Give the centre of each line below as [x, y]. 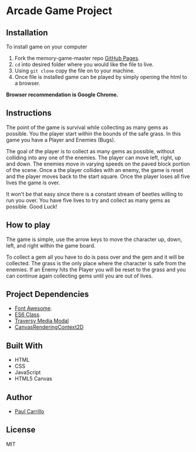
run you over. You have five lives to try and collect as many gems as [88, 200]
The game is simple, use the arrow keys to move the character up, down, [94, 239]
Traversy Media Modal [42, 321]
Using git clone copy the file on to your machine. [75, 71]
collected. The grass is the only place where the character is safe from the [96, 263]
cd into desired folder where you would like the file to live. [84, 64]
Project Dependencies [48, 294]
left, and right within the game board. [51, 245]
